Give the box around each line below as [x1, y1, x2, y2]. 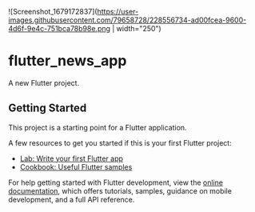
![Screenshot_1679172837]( [8, 7, 98, 16]
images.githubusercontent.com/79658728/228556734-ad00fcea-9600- [8, 15, 247, 25]
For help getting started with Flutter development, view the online [8, 178, 224, 187]
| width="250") [111, 24, 161, 33]
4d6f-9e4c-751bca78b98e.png [8, 24, 110, 33]
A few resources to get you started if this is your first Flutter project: [8, 138, 232, 147]
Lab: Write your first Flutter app [19, 154, 124, 163]
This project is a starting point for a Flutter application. [8, 122, 187, 132]
